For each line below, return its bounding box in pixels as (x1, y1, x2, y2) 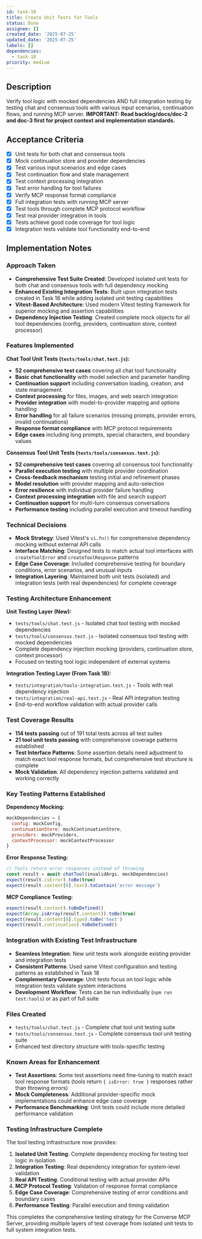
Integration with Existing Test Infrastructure (6, 936, 137, 944)
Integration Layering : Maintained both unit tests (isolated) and (14, 573, 171, 580)
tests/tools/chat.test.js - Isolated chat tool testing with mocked (14, 620, 180, 627)
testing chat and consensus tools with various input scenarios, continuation (6, 104, 194, 112)
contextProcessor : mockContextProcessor (11, 837, 115, 844)
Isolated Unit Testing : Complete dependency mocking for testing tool (14, 1150, 188, 1158)
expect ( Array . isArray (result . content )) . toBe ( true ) (6, 911, 136, 917)
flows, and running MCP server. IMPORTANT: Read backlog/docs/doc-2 (6, 110, 188, 118)
